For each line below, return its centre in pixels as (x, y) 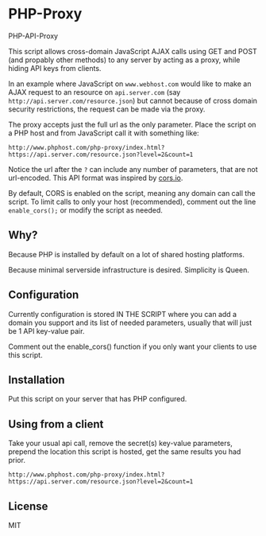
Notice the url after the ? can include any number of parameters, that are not (133, 169)
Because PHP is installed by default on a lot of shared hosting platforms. (126, 254)
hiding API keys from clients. (55, 68)
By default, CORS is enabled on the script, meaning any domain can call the (132, 193)
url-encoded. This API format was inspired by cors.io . (96, 178)
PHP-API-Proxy (33, 36)
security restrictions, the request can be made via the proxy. (107, 109)
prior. (17, 460)
